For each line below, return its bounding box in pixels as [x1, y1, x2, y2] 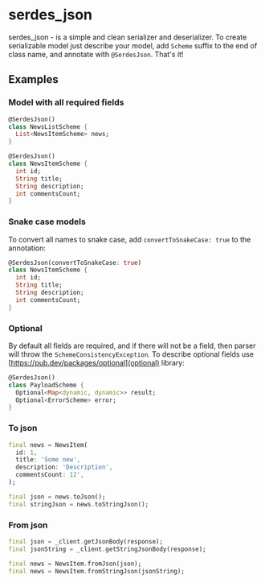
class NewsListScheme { [8, 122, 88, 130]
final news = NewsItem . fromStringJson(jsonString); [8, 567, 185, 575]
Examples [8, 72, 59, 86]
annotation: [8, 243, 46, 253]
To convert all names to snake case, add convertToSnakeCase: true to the [8, 234, 251, 244]
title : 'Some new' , [15, 456, 81, 464]
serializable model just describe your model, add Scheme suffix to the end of [8, 40, 258, 50]
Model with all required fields [8, 97, 124, 108]
